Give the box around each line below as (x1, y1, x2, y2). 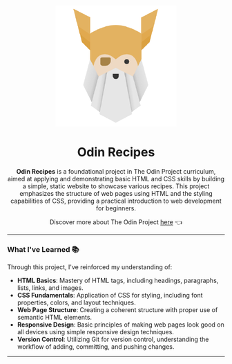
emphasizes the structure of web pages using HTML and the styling (19, 189, 213, 197)
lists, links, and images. (17, 284, 84, 292)
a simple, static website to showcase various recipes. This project (22, 182, 210, 190)
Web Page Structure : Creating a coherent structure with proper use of (17, 306, 218, 314)
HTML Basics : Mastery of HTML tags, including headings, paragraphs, (17, 276, 219, 285)
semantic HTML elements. (17, 313, 92, 322)
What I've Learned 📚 (7, 244, 79, 254)
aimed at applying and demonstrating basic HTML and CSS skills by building (7, 174, 225, 183)
